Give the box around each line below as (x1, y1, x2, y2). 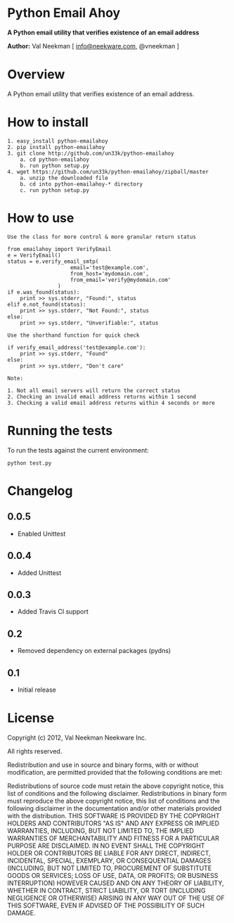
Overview (7, 67, 65, 82)
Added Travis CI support (17, 607, 89, 616)
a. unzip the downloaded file (20, 174, 109, 181)
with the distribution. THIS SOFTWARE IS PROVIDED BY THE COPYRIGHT (7, 811, 220, 820)
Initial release (17, 685, 56, 694)
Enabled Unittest (17, 529, 66, 538)
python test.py (7, 459, 52, 467)
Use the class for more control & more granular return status (7, 233, 197, 240)
